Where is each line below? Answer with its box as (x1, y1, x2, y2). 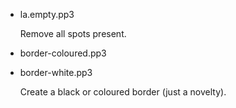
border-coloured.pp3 (19, 47, 107, 59)
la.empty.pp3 (19, 9, 75, 20)
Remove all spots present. (19, 28, 127, 39)
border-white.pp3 (19, 67, 93, 78)
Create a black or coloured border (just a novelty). (19, 86, 227, 98)
